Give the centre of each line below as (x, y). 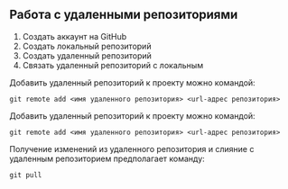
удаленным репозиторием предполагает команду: (107, 158)
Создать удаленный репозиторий (87, 55)
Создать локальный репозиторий (87, 46)
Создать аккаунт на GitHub (74, 36)
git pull (26, 175)
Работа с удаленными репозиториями (124, 15)
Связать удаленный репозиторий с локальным (113, 65)
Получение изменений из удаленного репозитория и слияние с (132, 148)
